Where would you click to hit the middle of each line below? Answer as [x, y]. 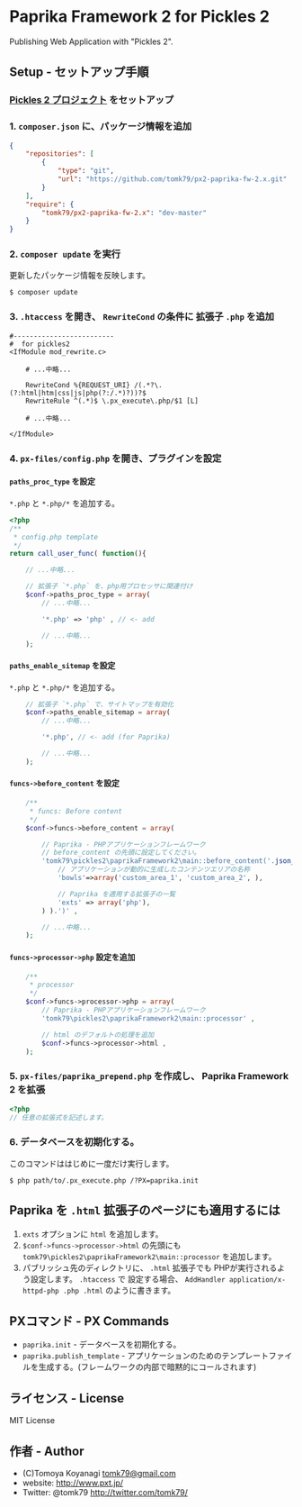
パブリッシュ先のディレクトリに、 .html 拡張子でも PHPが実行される [150, 1267]
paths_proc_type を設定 [53, 481]
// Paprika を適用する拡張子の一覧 [116, 894]
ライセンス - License [67, 1398]
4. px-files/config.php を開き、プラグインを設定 [115, 458]
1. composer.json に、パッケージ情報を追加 [101, 126]
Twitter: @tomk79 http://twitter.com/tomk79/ [105, 1492]
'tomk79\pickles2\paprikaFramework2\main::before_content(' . [159, 861]
